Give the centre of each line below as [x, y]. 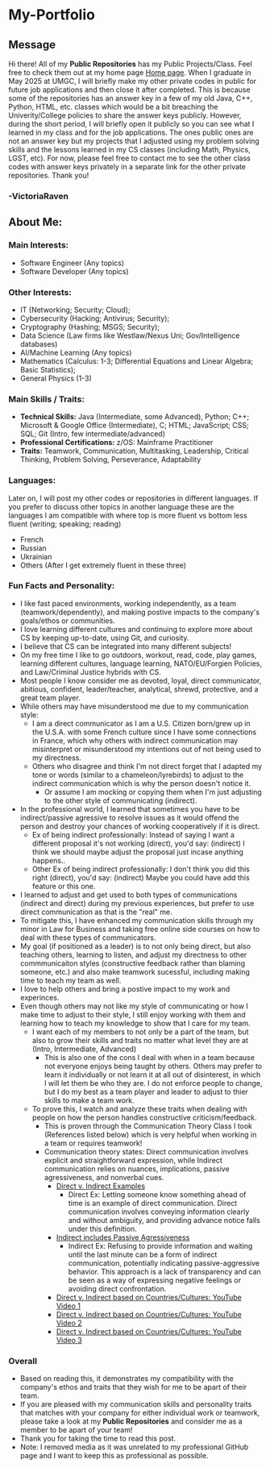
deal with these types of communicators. [88, 938]
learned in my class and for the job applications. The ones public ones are [131, 132]
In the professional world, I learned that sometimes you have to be [130, 809]
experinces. [39, 997]
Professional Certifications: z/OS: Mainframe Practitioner [116, 443]
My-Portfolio [52, 15]
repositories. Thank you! [49, 175]
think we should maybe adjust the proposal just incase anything [138, 851]
